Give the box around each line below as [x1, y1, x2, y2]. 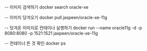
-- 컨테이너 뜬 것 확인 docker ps [4, 40, 66, 46]
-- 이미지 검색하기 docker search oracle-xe [4, 4, 89, 10]
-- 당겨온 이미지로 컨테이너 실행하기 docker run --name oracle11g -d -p [4, 25, 143, 31]
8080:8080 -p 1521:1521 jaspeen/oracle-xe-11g [4, 31, 98, 36]
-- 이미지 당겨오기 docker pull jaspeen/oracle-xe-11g [4, 15, 108, 20]
